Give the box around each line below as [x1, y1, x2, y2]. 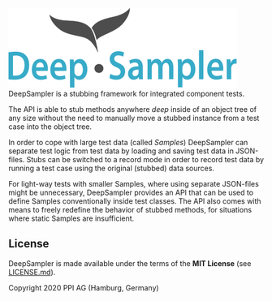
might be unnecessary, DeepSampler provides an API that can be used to [8, 187, 254, 197]
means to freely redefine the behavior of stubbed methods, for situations [8, 205, 253, 214]
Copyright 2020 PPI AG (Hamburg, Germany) [8, 282, 160, 292]
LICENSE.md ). [8, 267, 56, 277]
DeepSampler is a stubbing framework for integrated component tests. [8, 89, 245, 98]
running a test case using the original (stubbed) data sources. [8, 163, 215, 173]
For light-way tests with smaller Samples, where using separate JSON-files [8, 179, 260, 188]
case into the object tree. [8, 122, 92, 131]
